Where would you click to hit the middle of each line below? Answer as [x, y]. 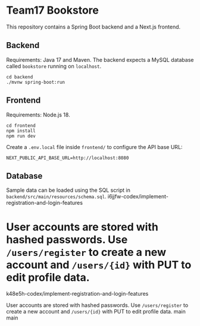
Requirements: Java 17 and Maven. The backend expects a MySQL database [100, 59]
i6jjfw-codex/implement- [138, 197]
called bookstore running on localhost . [54, 66]
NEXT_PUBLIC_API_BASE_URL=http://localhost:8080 [68, 158]
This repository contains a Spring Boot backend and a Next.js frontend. [93, 27]
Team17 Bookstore [53, 10]
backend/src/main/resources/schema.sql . [56, 197]
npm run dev [21, 136]
